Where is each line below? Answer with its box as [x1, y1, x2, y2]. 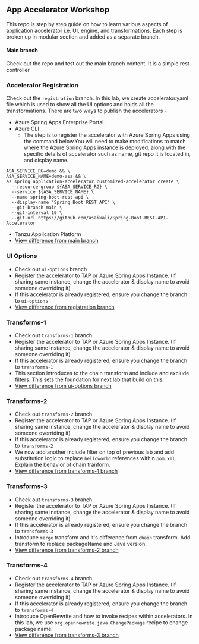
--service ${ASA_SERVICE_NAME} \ [11, 189, 94, 195]
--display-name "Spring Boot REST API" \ [11, 199, 116, 206]
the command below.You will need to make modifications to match [23, 138, 186, 145]
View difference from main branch [14, 237, 99, 244]
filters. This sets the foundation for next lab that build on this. [14, 376, 165, 383]
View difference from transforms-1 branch [14, 467, 118, 475]
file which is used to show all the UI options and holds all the [6, 101, 154, 108]
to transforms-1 [14, 363, 53, 370]
